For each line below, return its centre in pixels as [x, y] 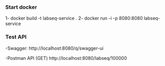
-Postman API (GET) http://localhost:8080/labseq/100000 [66, 58]
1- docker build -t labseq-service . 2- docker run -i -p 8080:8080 [74, 18]
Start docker [21, 7]
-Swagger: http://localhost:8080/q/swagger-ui [54, 48]
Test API [16, 37]
